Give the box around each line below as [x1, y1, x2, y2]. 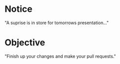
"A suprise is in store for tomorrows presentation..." [4, 20, 109, 26]
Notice [4, 3, 33, 15]
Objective [4, 37, 45, 48]
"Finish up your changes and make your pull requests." [4, 53, 117, 59]
